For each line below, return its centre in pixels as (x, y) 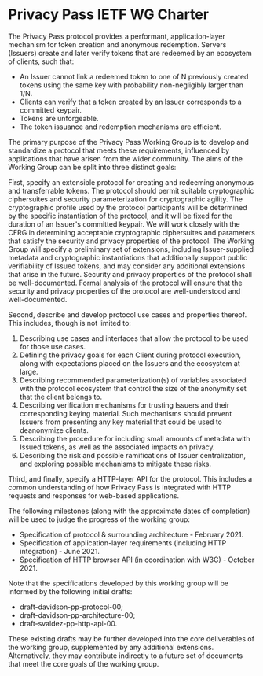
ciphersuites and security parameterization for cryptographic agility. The (126, 199)
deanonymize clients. (54, 430)
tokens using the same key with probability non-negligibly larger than (131, 85)
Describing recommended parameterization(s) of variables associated (133, 380)
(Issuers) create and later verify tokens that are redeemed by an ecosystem (130, 53)
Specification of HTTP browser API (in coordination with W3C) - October (137, 560)
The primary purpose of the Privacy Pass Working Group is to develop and (129, 142)
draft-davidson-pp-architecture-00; (77, 615)
